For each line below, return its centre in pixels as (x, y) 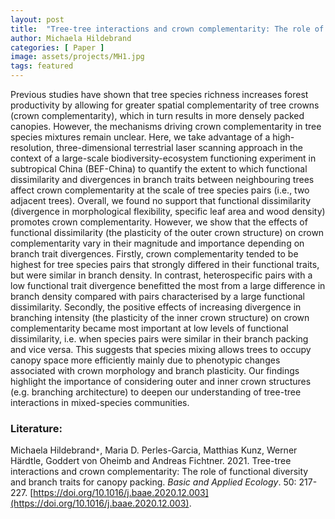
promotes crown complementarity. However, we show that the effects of (159, 222)
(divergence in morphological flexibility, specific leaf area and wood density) (168, 211)
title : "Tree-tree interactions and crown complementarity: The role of (167, 29)
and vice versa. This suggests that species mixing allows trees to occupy (161, 349)
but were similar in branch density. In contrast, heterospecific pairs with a (161, 275)
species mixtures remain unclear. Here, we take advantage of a (140, 137)
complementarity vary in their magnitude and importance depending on (157, 243)
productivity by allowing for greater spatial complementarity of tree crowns (165, 105)
